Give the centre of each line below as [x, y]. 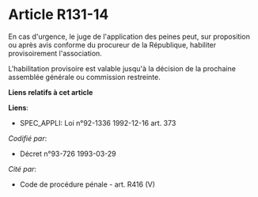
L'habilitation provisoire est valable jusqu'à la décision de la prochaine [122, 68]
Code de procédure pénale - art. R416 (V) [87, 184]
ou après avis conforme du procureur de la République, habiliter [112, 44]
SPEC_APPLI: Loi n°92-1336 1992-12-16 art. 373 [98, 123]
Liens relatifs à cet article [51, 92]
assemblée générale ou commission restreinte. [84, 77]
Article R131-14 [59, 15]
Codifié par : [28, 138]
